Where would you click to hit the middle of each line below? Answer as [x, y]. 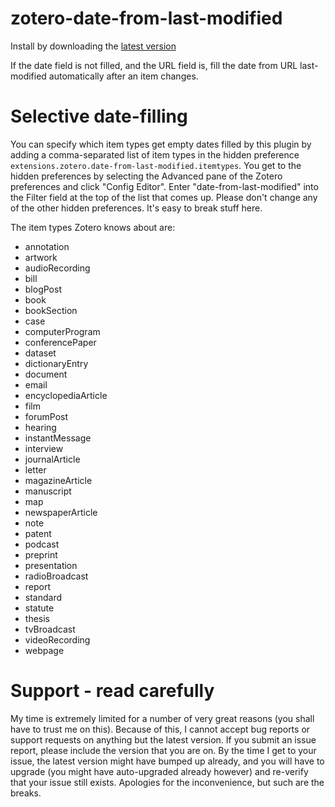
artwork [41, 257]
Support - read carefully [112, 691]
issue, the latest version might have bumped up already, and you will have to [167, 761]
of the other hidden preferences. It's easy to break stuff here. [136, 208]
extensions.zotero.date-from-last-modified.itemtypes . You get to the [156, 165]
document [46, 374]
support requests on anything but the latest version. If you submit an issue [163, 739]
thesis [37, 618]
